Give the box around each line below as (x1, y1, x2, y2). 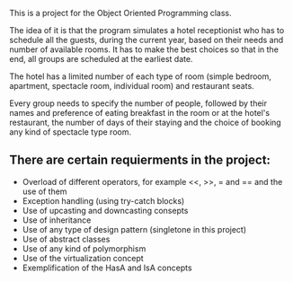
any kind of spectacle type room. (9, 127, 132, 137)
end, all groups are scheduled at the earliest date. (9, 54, 193, 64)
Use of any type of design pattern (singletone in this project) (22, 224, 247, 234)
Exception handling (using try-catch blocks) (22, 195, 185, 206)
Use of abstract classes (22, 234, 111, 244)
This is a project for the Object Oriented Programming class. (9, 8, 232, 18)
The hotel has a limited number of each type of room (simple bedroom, (9, 71, 272, 82)
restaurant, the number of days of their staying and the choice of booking (9, 117, 281, 128)
